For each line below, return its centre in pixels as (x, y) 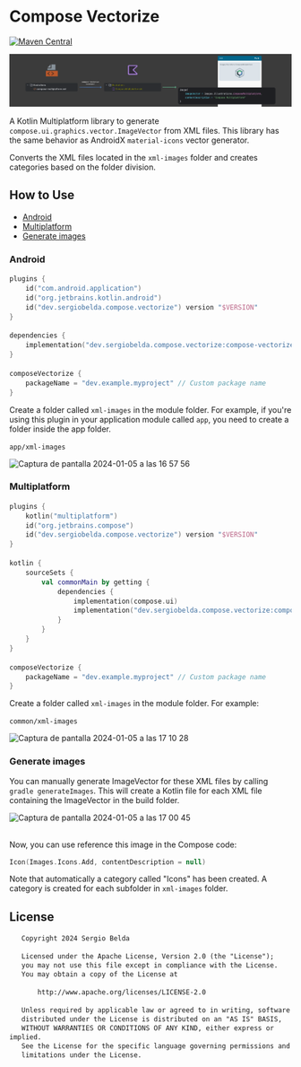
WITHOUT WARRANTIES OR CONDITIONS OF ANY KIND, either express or (148, 1028)
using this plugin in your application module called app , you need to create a (149, 419)
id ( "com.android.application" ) (84, 289)
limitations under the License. (82, 1055)
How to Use (42, 195)
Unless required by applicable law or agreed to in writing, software (156, 1010)
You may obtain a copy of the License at (99, 975)
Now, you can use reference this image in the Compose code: (123, 844)
